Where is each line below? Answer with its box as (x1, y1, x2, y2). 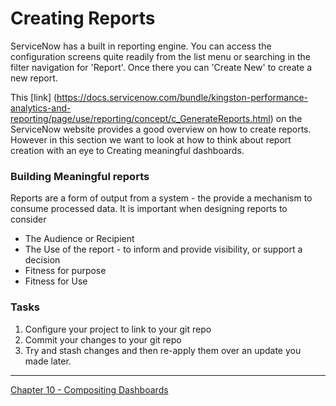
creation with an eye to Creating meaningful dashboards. (10, 144, 245, 156)
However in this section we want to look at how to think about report (10, 133, 292, 146)
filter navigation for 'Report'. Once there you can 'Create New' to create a (10, 61, 313, 73)
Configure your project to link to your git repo (24, 323, 212, 335)
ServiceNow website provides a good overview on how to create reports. (10, 123, 312, 135)
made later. (24, 355, 72, 367)
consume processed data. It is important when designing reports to (10, 203, 288, 215)
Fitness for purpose (24, 265, 107, 277)
